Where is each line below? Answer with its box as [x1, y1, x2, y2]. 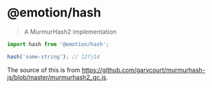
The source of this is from [7, 65, 81, 74]
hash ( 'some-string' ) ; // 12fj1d [7, 53, 100, 60]
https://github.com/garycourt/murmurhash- [81, 65, 205, 74]
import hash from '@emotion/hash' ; [7, 41, 109, 47]
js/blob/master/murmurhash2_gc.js [7, 73, 107, 81]
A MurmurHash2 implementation [23, 27, 117, 36]
